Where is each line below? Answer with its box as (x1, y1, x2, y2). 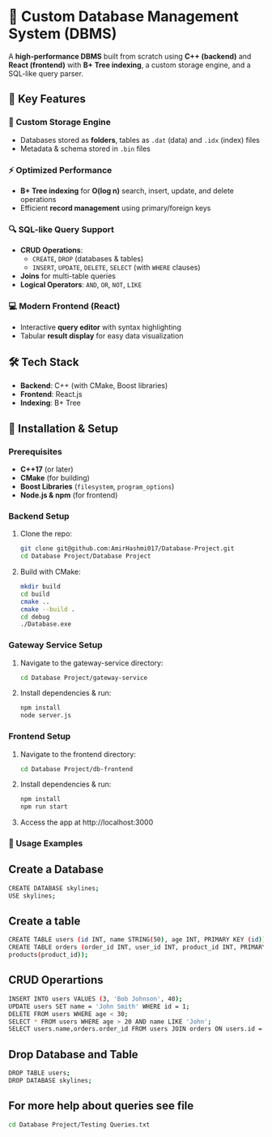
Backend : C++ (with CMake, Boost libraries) (19, 381, 168, 390)
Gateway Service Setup (8, 640, 103, 651)
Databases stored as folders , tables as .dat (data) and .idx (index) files (19, 135, 261, 144)
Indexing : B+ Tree (19, 398, 81, 408)
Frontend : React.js (19, 390, 83, 399)
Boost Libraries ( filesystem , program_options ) (19, 482, 175, 492)
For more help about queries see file (8, 1099, 194, 1113)
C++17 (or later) (19, 464, 74, 474)
